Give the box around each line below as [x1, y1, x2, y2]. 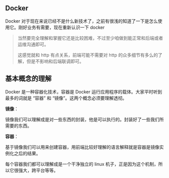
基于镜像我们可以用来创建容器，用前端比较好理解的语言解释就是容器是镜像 [5, 144, 159, 150]
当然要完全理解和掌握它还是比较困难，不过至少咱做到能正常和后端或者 [17, 35, 163, 41]
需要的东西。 [5, 123, 32, 129]
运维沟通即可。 [17, 41, 49, 47]
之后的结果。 [14, 150, 41, 156]
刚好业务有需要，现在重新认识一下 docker [18, 24, 105, 30]
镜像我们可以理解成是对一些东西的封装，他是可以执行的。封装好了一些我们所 [5, 116, 164, 122]
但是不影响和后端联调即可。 [26, 58, 84, 64]
